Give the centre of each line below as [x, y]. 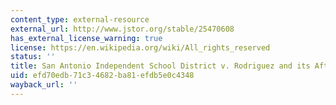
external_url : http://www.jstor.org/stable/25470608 [122, 29]
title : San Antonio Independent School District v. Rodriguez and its [160, 66]
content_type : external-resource [80, 19]
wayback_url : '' [44, 85]
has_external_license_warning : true [86, 38]
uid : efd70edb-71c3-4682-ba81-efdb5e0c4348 [102, 76]
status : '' [33, 57]
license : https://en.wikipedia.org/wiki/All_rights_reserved [140, 47]
